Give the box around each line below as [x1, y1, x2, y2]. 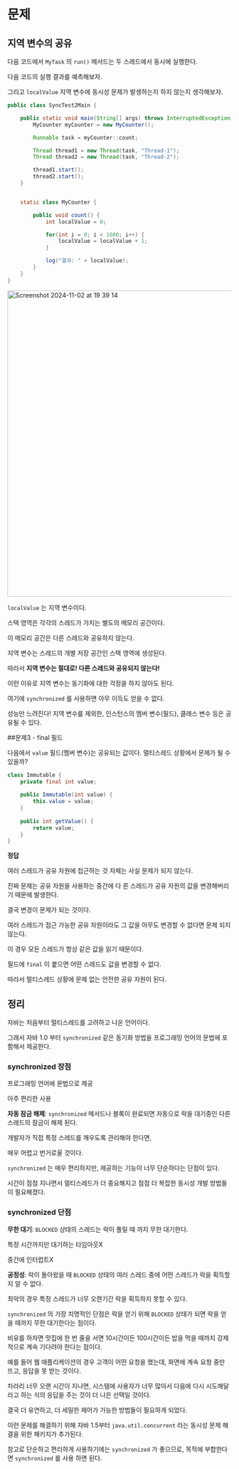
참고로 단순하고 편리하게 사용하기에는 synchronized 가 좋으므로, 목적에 [7, 1445, 203, 1453]
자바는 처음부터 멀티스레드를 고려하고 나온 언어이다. [7, 1018, 150, 1027]
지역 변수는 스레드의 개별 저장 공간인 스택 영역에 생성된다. [7, 649, 167, 657]
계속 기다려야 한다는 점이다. [26, 1342, 102, 1351]
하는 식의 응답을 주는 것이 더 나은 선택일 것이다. [20, 1390, 152, 1399]
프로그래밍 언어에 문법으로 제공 [7, 1079, 94, 1088]
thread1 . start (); [33, 167, 84, 174]
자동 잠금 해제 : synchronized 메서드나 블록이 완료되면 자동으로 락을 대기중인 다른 [7, 1109, 231, 1118]
